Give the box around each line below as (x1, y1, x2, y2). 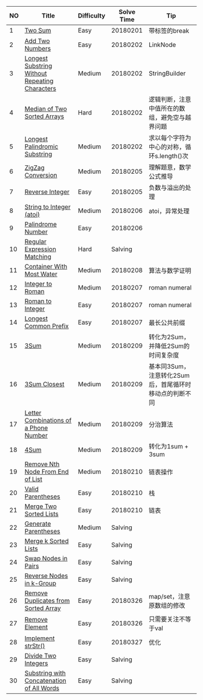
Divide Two (24, 652, 56, 660)
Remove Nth (24, 460, 60, 468)
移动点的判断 (149, 389, 185, 398)
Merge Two (24, 502, 57, 511)
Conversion (24, 171, 57, 179)
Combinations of (24, 416, 72, 424)
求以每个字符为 (149, 134, 192, 142)
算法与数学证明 (149, 267, 192, 275)
